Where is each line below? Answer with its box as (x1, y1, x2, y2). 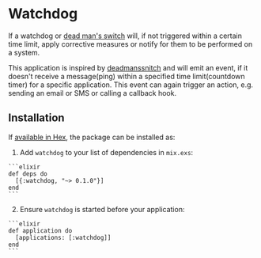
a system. (8, 47, 40, 57)
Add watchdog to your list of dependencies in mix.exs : (19, 147, 194, 157)
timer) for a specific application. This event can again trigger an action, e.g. (8, 80, 254, 89)
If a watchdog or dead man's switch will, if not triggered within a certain (8, 31, 243, 40)
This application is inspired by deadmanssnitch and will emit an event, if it (8, 63, 248, 72)
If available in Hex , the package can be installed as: (8, 132, 176, 142)
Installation (8, 112, 65, 125)
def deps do (8, 169, 47, 178)
